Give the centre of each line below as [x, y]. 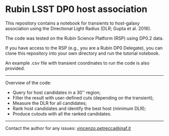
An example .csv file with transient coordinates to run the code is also [77, 63]
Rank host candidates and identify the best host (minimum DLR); [79, 108]
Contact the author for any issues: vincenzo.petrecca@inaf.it [68, 128]
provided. [15, 68]
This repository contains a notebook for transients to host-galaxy [72, 23]
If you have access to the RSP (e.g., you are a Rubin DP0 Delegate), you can [84, 48]
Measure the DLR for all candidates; [50, 103]
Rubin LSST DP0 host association [76, 9]
